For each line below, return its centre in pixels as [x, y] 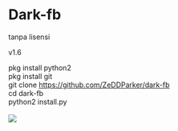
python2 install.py [38, 101]
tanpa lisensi [29, 37]
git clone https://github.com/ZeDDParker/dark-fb [89, 85]
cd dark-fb [26, 93]
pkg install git [30, 76]
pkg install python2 [40, 67]
